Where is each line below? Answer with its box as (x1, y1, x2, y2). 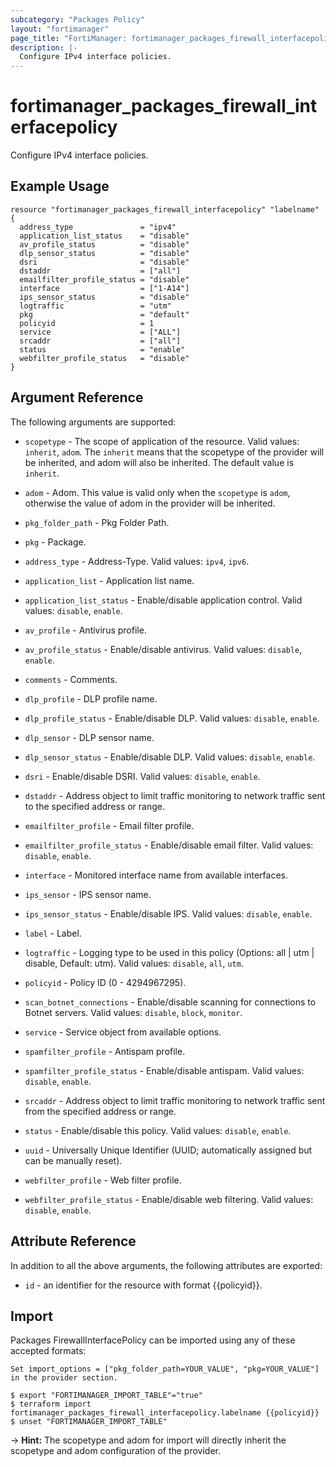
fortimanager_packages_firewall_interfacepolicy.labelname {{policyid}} (10, 1408, 320, 1418)
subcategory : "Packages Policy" (10, 14, 145, 25)
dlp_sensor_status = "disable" (19, 248, 190, 258)
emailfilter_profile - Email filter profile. (24, 819, 195, 831)
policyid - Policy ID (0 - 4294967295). (24, 976, 187, 988)
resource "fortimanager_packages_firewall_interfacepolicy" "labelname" (10, 204, 320, 215)
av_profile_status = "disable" (19, 239, 190, 250)
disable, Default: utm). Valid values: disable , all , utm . (24, 957, 244, 969)
